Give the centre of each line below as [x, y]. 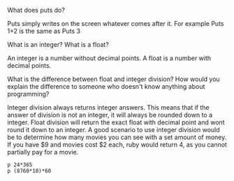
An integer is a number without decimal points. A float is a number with [109, 58]
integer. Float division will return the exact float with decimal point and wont [116, 122]
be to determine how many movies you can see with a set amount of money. [117, 137]
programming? [28, 94]
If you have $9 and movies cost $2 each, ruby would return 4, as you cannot [117, 145]
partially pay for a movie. [43, 152]
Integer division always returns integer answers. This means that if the [108, 107]
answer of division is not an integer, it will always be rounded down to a [110, 115]
